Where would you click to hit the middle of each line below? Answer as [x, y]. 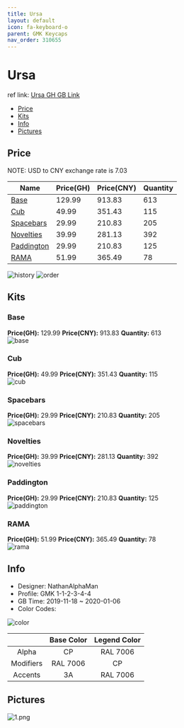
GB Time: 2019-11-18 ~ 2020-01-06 [69, 601]
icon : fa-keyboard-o [38, 27]
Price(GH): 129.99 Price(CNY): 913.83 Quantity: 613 [84, 333]
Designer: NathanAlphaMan [58, 586]
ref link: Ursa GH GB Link [44, 95]
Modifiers [27, 663]
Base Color [68, 639]
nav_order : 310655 [34, 40]
